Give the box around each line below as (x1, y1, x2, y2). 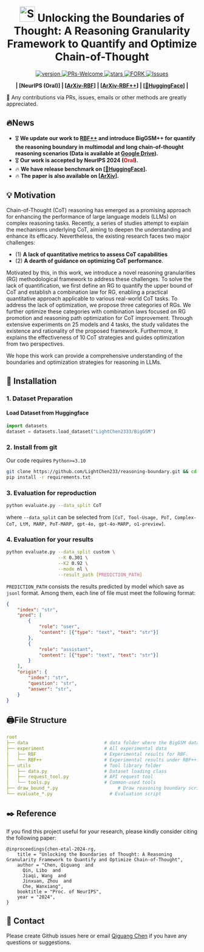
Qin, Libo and (22, 867, 61, 873)
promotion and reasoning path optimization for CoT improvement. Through (6, 314, 193, 321)
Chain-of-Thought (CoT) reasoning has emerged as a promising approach (6, 206, 191, 213)
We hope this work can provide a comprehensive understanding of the (6, 352, 183, 359)
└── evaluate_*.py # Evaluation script (6, 791, 162, 797)
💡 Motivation (6, 190, 56, 201)
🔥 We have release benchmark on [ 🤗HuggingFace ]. (15, 165, 148, 172)
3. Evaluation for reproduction (6, 488, 97, 497)
